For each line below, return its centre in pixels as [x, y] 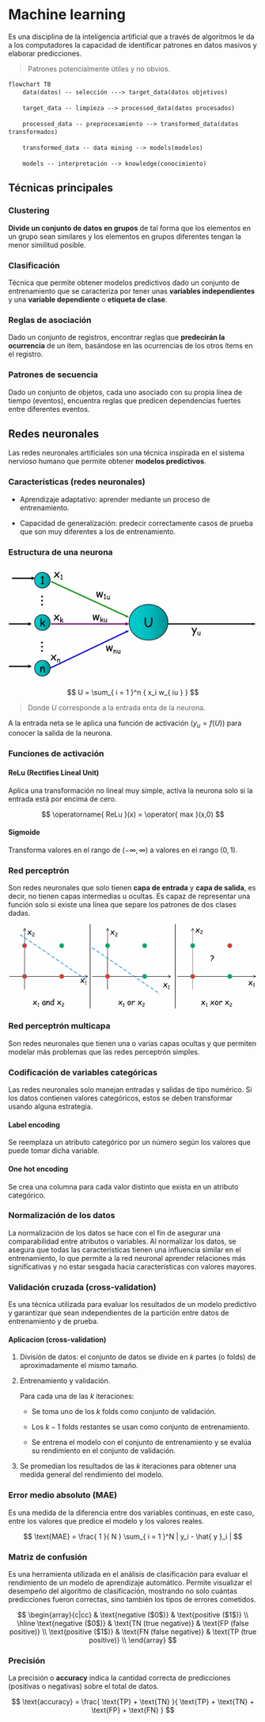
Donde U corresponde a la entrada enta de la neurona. [116, 707]
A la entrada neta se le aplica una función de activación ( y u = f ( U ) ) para [125, 724]
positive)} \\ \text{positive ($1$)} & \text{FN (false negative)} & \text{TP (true [133, 1632]
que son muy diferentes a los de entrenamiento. [98, 531]
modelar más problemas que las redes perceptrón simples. [104, 1051]
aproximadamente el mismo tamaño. [79, 1366]
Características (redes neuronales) [77, 482]
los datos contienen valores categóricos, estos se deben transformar [121, 1098]
